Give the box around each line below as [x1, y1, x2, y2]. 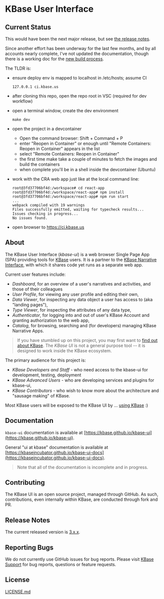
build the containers [19, 161, 60, 167]
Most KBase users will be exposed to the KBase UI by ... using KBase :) [5, 402, 148, 408]
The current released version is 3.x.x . [5, 529, 80, 535]
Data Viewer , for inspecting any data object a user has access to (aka [12, 296, 153, 302]
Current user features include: [5, 271, 66, 277]
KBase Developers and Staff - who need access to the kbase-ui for [12, 366, 148, 372]
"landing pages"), [12, 302, 48, 308]
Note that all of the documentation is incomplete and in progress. [17, 464, 148, 470]
